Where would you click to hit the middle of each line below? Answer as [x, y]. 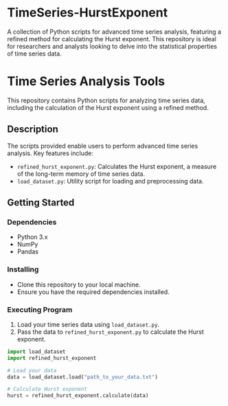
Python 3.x [32, 237]
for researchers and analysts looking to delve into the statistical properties [112, 46]
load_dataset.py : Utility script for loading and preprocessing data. [110, 181]
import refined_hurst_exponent [52, 358]
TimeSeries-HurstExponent [88, 13]
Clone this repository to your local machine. [79, 284]
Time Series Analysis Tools [86, 81]
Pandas [28, 251]
